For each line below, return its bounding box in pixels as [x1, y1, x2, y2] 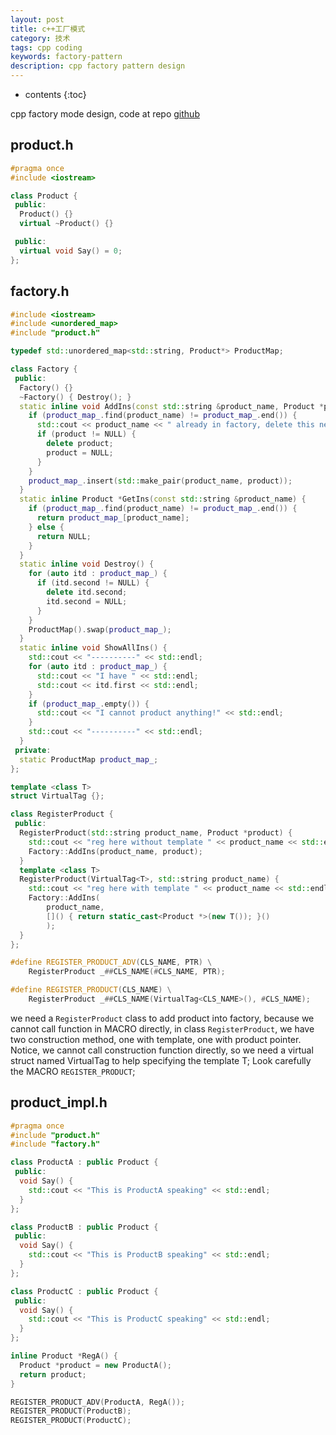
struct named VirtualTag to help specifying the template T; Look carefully [10, 1054, 312, 1066]
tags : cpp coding [10, 42, 83, 53]
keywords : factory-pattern [10, 52, 123, 62]
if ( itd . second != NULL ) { [36, 578, 150, 588]
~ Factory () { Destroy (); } [19, 392, 132, 402]
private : [14, 745, 52, 755]
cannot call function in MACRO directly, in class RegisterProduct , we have [10, 1022, 315, 1035]
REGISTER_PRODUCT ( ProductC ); [10, 1416, 132, 1426]
